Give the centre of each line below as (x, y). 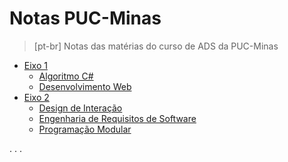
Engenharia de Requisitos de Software (117, 118)
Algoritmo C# (66, 76)
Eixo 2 (36, 97)
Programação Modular (85, 129)
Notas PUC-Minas (85, 18)
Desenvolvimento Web (85, 86)
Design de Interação (80, 108)
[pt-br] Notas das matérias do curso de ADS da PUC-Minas (156, 46)
